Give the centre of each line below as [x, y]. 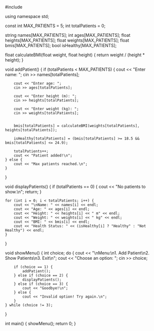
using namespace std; [27, 16]
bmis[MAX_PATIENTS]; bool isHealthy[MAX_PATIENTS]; [61, 45]
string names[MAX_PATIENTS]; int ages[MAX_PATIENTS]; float [68, 35]
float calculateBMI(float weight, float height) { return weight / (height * [75, 55]
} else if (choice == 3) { [41, 284]
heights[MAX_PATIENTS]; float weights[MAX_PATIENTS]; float [67, 40]
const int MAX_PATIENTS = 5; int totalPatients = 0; [55, 26]
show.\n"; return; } [23, 192]
